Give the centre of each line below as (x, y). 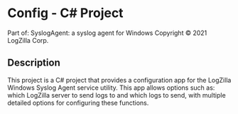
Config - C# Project (65, 13)
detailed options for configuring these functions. (78, 103)
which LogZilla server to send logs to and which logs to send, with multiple (117, 95)
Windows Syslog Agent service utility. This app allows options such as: (111, 88)
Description (34, 63)
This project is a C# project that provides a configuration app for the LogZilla (119, 80)
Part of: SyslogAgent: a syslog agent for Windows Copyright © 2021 (107, 33)
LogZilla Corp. (28, 40)
